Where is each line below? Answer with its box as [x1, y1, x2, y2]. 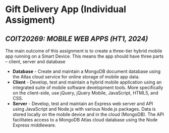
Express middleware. [12, 122, 57, 128]
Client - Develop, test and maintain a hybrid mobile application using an [12, 79, 162, 85]
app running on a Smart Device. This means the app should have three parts [5, 53, 164, 59]
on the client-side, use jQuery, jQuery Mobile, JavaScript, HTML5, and [12, 90, 158, 96]
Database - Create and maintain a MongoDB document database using [12, 68, 161, 74]
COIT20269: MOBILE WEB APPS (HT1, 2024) [5, 34, 148, 43]
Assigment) [5, 14, 55, 26]
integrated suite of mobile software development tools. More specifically [12, 84, 163, 91]
